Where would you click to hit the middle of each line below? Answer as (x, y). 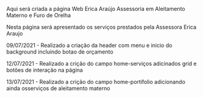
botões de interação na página (45, 70)
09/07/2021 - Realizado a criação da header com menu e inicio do (89, 45)
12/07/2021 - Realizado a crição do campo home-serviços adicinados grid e (101, 64)
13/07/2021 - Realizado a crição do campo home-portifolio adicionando (96, 82)
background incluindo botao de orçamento (60, 52)
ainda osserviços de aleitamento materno (59, 88)
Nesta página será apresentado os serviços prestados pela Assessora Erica (101, 27)
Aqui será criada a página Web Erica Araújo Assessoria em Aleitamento (96, 9)
